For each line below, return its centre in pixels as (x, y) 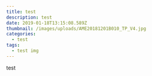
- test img (25, 51)
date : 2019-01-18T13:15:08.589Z (47, 23)
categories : (21, 34)
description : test (29, 17)
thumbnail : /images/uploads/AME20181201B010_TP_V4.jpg (76, 28)
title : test (21, 12)
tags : (13, 45)
